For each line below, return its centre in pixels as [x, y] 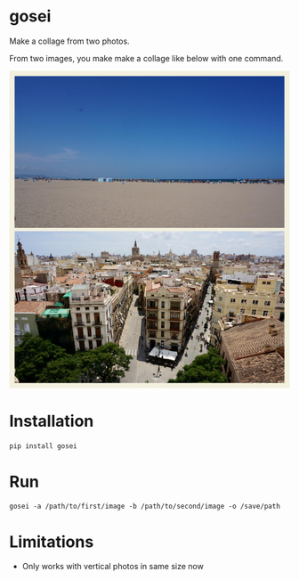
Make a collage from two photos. [70, 41]
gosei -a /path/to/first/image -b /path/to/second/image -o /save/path [145, 506]
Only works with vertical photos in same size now [113, 567]
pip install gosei [43, 446]
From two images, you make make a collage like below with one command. [146, 58]
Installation [52, 421]
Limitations [52, 542]
